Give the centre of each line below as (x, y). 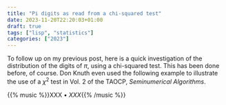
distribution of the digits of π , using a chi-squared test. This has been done (113, 66)
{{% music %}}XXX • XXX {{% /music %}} (66, 95)
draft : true (24, 26)
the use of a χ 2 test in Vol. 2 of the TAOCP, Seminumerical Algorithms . (106, 81)
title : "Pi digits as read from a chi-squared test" (84, 13)
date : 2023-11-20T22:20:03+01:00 (55, 20)
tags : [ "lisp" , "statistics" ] (51, 33)
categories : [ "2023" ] (38, 39)
